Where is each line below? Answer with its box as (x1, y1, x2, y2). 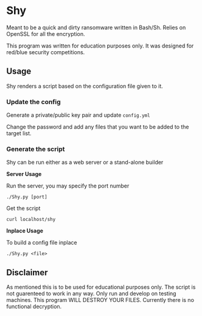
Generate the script (6, 144, 65, 153)
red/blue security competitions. (6, 48, 85, 55)
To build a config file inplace (6, 239, 77, 247)
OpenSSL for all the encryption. (6, 30, 85, 37)
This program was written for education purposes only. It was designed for (6, 42, 194, 49)
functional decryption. (6, 303, 62, 311)
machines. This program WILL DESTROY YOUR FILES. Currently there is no (6, 297, 195, 304)
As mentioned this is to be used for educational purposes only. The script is (6, 284, 196, 291)
